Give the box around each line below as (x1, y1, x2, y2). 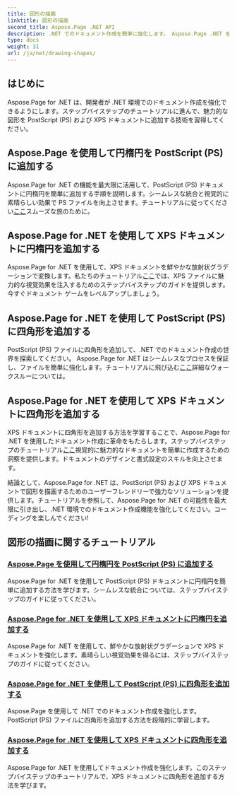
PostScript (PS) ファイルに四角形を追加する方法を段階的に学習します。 (7, 715, 214, 725)
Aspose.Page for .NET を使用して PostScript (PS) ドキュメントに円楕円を (7, 577, 220, 585)
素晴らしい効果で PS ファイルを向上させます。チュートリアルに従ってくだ (7, 198, 222, 206)
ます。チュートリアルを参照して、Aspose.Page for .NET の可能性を (19, 496, 214, 504)
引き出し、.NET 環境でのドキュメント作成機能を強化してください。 (19, 505, 215, 513)
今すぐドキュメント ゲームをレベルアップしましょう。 (7, 289, 164, 298)
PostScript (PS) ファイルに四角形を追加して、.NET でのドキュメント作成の (7, 346, 224, 354)
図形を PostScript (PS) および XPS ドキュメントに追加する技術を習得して (7, 115, 219, 124)
